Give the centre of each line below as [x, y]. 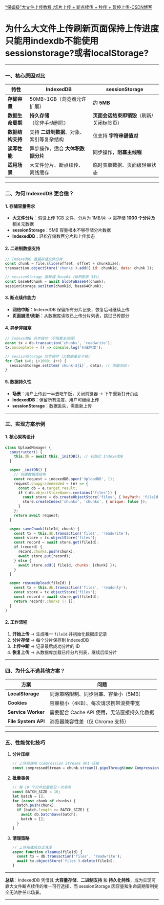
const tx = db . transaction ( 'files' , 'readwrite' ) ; [69, 857]
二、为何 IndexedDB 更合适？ [40, 194]
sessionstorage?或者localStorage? [77, 53]
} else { [23, 561]
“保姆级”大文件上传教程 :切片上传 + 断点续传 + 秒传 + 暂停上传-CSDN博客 [79, 7]
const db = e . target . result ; [48, 488]
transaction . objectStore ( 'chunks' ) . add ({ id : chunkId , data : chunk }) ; [79, 268]
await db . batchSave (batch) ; [50, 814]
